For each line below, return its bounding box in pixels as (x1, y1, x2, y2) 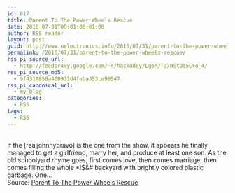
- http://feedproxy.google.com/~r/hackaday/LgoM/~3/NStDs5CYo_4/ (13, 62, 208, 69)
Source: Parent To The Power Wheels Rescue (7, 178, 138, 186)
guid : (7, 43, 23, 50)
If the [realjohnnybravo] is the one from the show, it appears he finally (7, 141, 208, 149)
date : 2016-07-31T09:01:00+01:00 (7, 23, 105, 30)
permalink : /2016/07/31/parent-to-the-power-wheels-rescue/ (7, 50, 187, 57)
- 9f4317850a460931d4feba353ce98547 (13, 75, 120, 83)
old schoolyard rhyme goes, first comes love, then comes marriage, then (7, 155, 217, 164)
